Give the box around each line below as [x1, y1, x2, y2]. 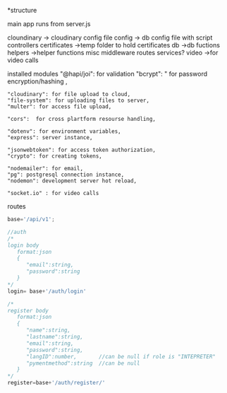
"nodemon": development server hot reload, [7, 177, 137, 184]
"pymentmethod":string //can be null [25, 360, 140, 367]
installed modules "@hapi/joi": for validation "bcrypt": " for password [7, 70, 208, 78]
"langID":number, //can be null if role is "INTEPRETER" [25, 353, 216, 360]
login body [7, 242, 39, 249]
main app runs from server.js [7, 20, 91, 28]
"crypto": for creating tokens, [7, 153, 102, 160]
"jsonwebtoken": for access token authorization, [7, 146, 157, 153]
